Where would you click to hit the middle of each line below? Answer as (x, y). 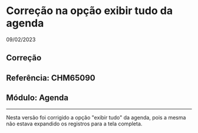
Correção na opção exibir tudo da (89, 11)
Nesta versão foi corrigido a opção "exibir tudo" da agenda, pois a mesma (96, 117)
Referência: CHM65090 (51, 78)
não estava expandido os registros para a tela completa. (74, 124)
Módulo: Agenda (37, 98)
